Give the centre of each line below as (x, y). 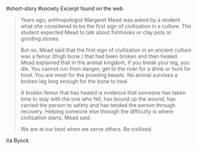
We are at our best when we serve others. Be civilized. (86, 129)
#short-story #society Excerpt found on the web (65, 9)
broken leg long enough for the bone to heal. (75, 81)
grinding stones (39, 39)
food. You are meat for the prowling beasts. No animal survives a (99, 75)
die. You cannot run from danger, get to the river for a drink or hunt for (106, 69)
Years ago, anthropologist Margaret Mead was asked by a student (100, 20)
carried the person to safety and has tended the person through (98, 105)
